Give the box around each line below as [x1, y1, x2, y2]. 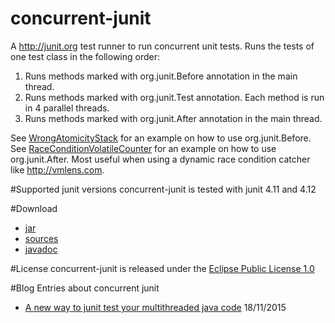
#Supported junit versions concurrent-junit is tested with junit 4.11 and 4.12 [10, 183, 317, 195]
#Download [10, 202, 58, 214]
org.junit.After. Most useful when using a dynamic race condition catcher [10, 153, 311, 165]
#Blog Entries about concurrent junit [10, 282, 160, 294]
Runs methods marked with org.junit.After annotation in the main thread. [24, 112, 323, 124]
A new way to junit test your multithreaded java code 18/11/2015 [24, 301, 287, 313]
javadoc [24, 243, 58, 255]
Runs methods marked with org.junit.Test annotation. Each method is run [24, 91, 325, 103]
